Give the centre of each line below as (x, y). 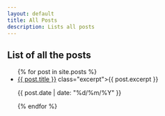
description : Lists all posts (51, 27)
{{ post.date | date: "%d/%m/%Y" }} (69, 93)
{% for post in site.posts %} (57, 72)
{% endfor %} (37, 106)
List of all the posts (49, 55)
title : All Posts (32, 20)
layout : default (31, 14)
